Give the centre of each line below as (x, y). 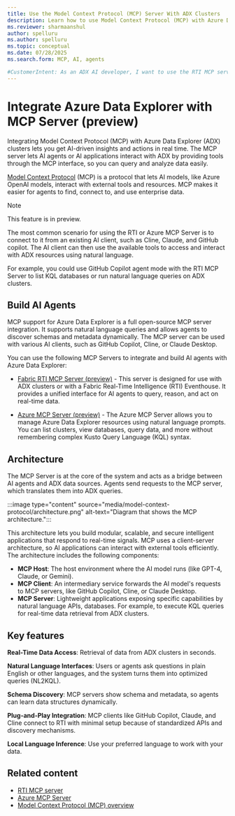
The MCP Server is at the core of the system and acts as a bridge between (115, 476)
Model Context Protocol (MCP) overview (76, 805)
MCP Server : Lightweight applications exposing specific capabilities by (120, 599)
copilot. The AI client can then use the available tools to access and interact (116, 247)
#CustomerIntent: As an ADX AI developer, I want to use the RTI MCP (111, 72)
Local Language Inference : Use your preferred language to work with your (115, 744)
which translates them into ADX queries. (65, 491)
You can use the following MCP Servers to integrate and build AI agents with (117, 358)
